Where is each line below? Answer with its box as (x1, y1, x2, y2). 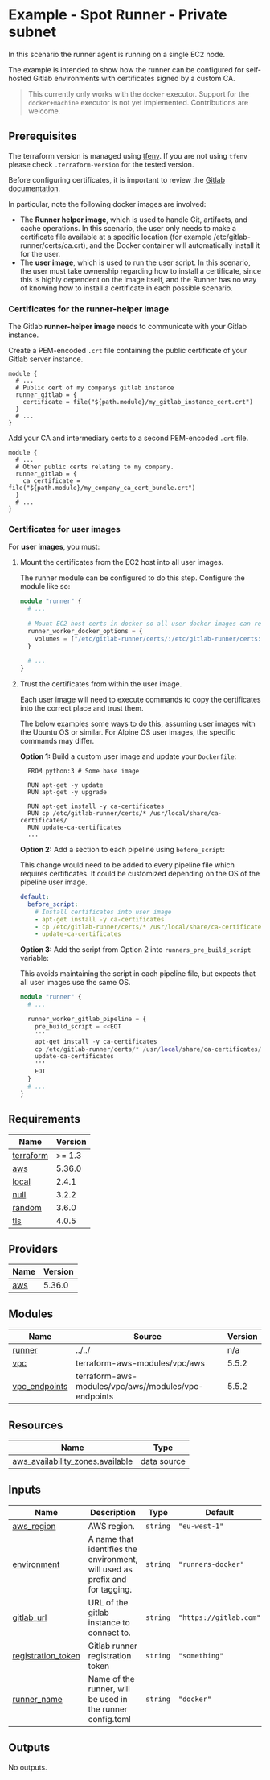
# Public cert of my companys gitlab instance (15, 384, 174, 392)
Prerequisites (8, 130, 77, 143)
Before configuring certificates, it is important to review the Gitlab (8, 175, 225, 184)
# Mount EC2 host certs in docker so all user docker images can (27, 620, 251, 628)
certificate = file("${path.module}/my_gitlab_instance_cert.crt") (22, 398, 253, 406)
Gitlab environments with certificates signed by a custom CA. (33, 73, 235, 83)
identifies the (88, 1543, 138, 1555)
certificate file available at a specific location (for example (19, 232, 212, 241)
